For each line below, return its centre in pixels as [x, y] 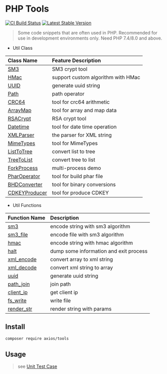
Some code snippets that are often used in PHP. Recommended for [88, 32]
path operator [68, 93]
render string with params [81, 309]
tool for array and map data [84, 110]
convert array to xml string [82, 259]
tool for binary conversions [84, 184]
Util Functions [27, 205]
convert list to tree [73, 151]
